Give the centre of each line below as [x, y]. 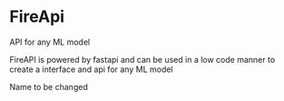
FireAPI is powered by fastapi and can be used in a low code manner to [142, 59]
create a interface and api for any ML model [92, 69]
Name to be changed [49, 86]
